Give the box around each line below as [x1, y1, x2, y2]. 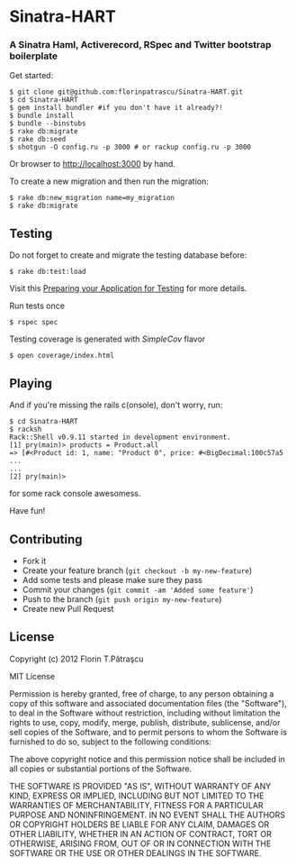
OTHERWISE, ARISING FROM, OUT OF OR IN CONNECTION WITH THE [9, 838, 272, 849]
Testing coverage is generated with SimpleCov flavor [9, 333, 206, 344]
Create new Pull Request [22, 603, 114, 614]
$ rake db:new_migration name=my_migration [9, 194, 175, 203]
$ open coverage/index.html [9, 351, 115, 360]
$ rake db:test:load [9, 268, 87, 277]
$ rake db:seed [9, 135, 67, 144]
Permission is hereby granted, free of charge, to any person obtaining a [9, 688, 274, 699]
